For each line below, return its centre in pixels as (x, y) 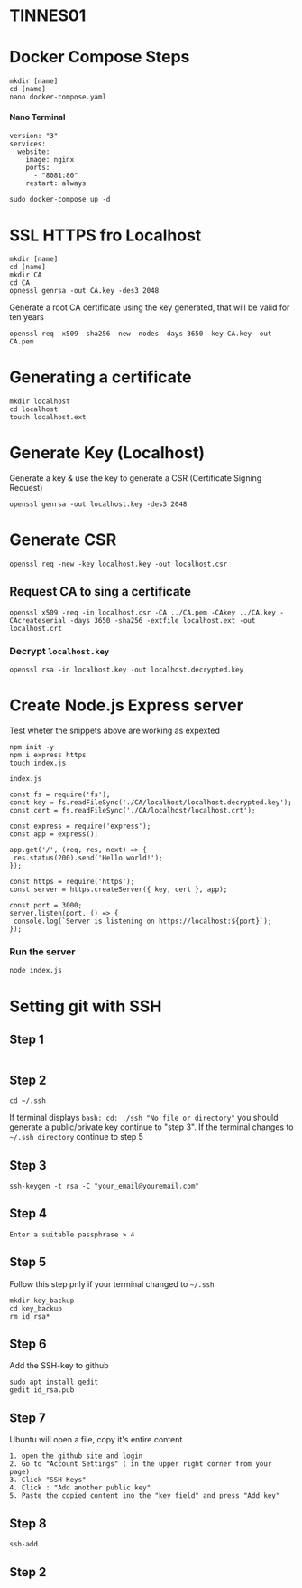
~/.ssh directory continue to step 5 (77, 1137)
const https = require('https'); (72, 882)
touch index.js (38, 763)
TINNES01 (48, 16)
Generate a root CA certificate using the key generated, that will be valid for (150, 307)
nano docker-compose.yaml (58, 97)
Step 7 (28, 1418)
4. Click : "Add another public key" (80, 1488)
